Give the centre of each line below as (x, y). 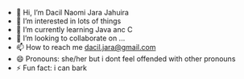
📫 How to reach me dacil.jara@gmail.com (86, 47)
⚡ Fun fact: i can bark (51, 68)
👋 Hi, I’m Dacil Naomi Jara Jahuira (72, 12)
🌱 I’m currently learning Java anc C (74, 29)
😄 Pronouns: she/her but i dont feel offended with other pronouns (126, 59)
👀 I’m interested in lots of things (68, 21)
